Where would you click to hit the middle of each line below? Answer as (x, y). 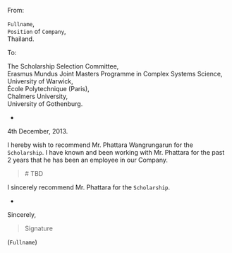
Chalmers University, (38, 96)
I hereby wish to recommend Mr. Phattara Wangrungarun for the (100, 145)
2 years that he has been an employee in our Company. (87, 160)
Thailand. (21, 39)
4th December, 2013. (38, 131)
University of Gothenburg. (45, 104)
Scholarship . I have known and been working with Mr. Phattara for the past (116, 152)
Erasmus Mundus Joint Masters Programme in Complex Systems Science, (115, 74)
